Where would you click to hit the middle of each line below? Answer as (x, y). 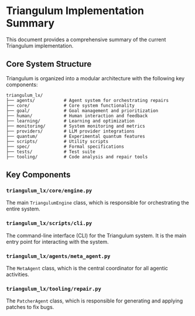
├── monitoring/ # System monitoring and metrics (76, 126)
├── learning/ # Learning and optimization (70, 121)
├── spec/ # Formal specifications (65, 147)
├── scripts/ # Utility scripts (57, 141)
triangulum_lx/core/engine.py (49, 191)
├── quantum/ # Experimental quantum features (76, 136)
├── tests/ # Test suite (51, 152)
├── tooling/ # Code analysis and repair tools (77, 157)
